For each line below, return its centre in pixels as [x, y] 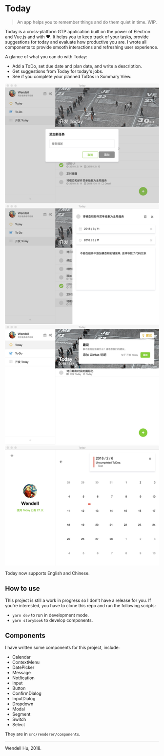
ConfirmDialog [27, 693]
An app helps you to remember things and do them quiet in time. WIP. [87, 22]
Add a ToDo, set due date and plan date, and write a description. [77, 66]
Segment [21, 714]
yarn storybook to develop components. [52, 620]
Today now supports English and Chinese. [47, 573]
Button [19, 688]
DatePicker [23, 667]
